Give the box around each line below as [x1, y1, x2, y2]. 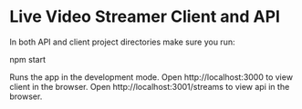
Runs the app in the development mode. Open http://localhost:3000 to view [9, 71, 294, 83]
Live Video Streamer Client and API [9, 6, 281, 27]
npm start [9, 54, 47, 64]
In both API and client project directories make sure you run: [9, 36, 235, 47]
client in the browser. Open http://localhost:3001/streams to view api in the [9, 81, 290, 92]
